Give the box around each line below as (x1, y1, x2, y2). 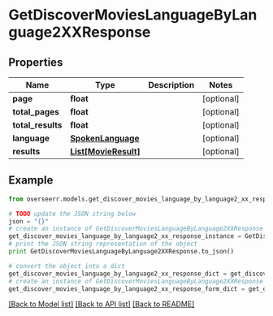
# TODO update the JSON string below (8, 210, 136, 218)
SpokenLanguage (70, 132, 140, 144)
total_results (12, 119, 63, 131)
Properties (8, 55, 63, 69)
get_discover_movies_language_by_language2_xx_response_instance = (8, 232, 242, 240)
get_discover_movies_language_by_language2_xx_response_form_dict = (8, 284, 245, 293)
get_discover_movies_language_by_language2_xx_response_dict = (8, 270, 227, 278)
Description (148, 80, 195, 90)
